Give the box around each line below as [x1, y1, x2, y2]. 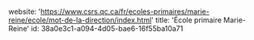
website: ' [8, 7, 41, 16]
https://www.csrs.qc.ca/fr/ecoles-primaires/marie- [40, 7, 210, 16]
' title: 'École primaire [150, 15, 222, 25]
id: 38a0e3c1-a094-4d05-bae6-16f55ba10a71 [31, 24, 184, 33]
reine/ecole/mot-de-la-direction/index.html [8, 15, 152, 25]
